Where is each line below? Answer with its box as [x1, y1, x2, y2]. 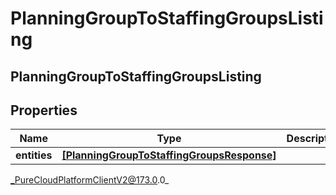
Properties [10, 102, 78, 119]
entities [15, 148, 53, 162]
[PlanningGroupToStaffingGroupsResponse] [61, 148, 277, 162]
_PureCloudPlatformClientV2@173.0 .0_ [10, 174, 170, 186]
